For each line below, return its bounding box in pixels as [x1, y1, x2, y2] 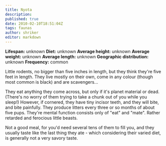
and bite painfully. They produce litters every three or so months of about [5, 104, 155, 110]
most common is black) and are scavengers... [5, 79, 98, 85]
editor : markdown [5, 35, 41, 40]
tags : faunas [5, 26, 32, 31]
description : [5, 12, 32, 17]
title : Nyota [5, 7, 32, 12]
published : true [5, 16, 39, 21]
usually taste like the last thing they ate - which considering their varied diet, [5, 130, 161, 136]
